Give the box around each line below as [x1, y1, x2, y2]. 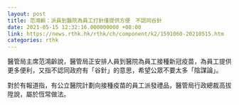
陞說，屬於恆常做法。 [7, 90, 70, 99]
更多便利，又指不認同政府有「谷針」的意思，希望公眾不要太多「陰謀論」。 [7, 66, 223, 74]
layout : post [7, 10, 46, 18]
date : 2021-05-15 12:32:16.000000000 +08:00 [7, 23, 142, 31]
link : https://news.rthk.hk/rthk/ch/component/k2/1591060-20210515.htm [7, 30, 224, 38]
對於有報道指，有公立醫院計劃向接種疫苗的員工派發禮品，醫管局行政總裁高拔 [7, 81, 232, 89]
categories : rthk [7, 37, 59, 44]
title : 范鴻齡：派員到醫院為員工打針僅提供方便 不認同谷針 [7, 17, 162, 24]
